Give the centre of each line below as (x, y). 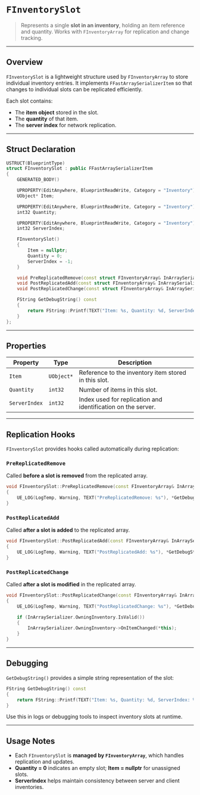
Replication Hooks (41, 434)
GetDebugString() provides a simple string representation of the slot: (90, 678)
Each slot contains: (29, 101)
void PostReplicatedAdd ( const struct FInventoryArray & (86, 283)
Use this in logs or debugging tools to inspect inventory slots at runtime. (94, 717)
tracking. (32, 38)
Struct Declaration (41, 149)
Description (135, 363)
